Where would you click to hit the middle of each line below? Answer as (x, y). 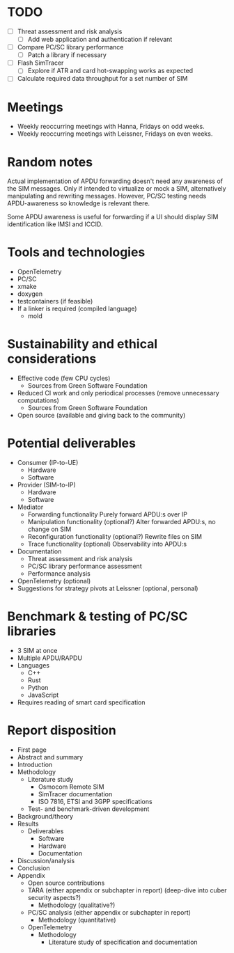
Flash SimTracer (40, 63)
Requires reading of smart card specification (81, 702)
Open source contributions (66, 883)
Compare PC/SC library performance (70, 47)
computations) (38, 400)
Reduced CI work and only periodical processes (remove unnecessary (118, 393)
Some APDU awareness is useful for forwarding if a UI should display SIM (113, 217)
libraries (32, 631)
